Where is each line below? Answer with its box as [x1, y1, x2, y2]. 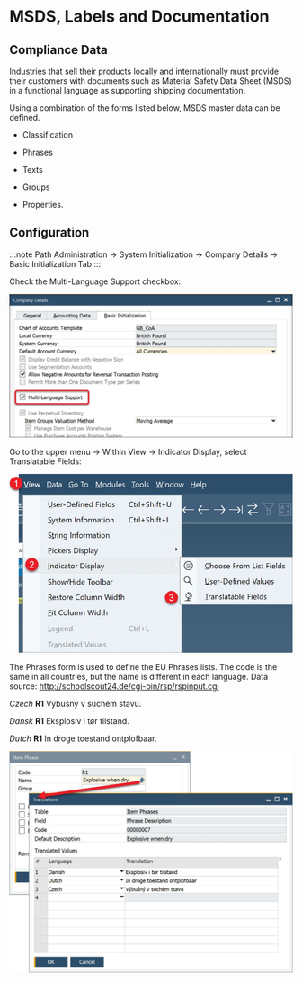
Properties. [22, 200, 64, 210]
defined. [9, 112, 40, 122]
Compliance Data [9, 42, 108, 58]
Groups [22, 182, 50, 192]
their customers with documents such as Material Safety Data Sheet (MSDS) [9, 76, 292, 86]
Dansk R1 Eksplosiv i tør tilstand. [9, 716, 130, 727]
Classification [22, 129, 74, 140]
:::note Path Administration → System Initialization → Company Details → [9, 249, 279, 260]
